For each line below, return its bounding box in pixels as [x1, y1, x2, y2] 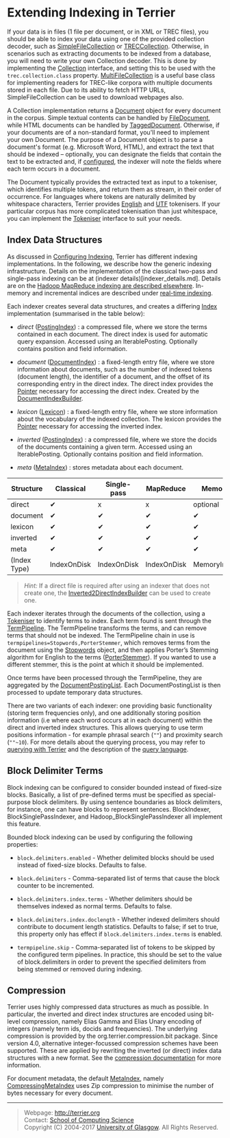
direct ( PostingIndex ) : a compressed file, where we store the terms [16, 322, 207, 330]
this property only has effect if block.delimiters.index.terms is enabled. [16, 930, 222, 938]
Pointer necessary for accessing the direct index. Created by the [16, 387, 200, 395]
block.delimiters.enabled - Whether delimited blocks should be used [16, 853, 214, 862]
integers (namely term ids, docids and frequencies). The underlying [7, 1025, 198, 1033]
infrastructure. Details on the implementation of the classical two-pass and [7, 267, 218, 275]
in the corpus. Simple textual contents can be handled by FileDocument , [7, 113, 211, 121]
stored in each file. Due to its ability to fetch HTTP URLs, [7, 86, 166, 94]
